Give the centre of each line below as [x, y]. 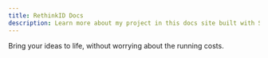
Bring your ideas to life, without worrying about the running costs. [116, 45]
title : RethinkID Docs [46, 15]
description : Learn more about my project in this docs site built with [132, 23]
